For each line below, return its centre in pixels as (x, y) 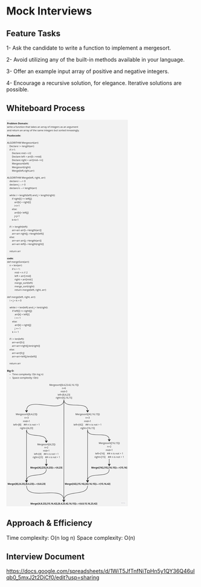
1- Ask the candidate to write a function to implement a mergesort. (89, 48)
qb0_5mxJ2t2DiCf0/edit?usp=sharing (53, 577)
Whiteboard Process (46, 108)
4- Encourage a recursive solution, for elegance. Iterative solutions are (94, 83)
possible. (18, 89)
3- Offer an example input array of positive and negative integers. (88, 71)
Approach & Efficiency (49, 523)
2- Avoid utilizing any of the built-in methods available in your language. (96, 59)
